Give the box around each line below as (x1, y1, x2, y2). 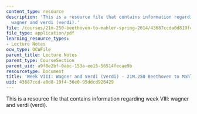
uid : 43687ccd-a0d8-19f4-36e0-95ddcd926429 (6, 80, 114, 85)
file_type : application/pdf (6, 30, 75, 36)
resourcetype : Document (6, 68, 64, 74)
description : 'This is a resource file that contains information (6, 14, 172, 20)
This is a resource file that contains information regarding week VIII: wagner (6, 95, 189, 102)
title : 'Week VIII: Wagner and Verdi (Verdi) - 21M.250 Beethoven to (6, 74, 180, 80)
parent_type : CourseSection (6, 57, 75, 63)
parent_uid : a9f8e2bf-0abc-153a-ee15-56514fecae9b (6, 63, 133, 69)
